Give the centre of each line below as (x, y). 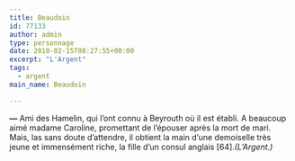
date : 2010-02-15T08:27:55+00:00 (72, 51)
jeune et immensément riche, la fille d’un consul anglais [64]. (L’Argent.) (141, 147)
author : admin (36, 34)
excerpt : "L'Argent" (48, 59)
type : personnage (42, 43)
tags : (19, 68)
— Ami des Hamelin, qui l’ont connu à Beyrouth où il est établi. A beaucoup (148, 118)
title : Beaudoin (40, 18)
